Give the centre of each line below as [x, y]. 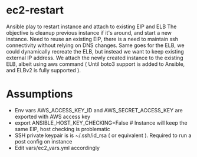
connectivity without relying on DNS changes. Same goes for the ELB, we [95, 45]
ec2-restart [35, 10]
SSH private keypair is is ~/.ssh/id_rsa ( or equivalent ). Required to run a [103, 135]
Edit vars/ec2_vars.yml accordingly [57, 148]
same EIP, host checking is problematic [62, 129]
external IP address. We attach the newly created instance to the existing [95, 58]
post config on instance [43, 141]
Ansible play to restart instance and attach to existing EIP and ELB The [91, 26]
